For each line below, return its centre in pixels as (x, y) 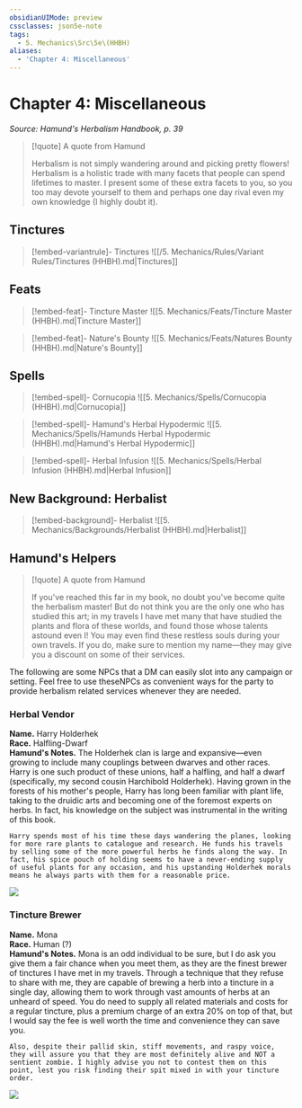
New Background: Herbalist (89, 498)
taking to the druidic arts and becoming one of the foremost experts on (141, 801)
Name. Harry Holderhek (54, 734)
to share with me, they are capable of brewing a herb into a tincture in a (142, 982)
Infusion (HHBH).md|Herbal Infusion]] (101, 470)
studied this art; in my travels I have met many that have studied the (156, 616)
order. (22, 1078)
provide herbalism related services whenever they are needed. (125, 691)
